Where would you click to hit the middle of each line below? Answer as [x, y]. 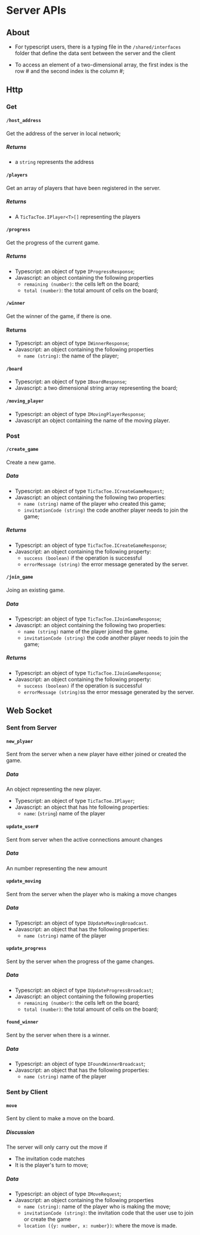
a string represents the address [54, 162]
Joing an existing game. [36, 590]
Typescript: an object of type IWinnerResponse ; [72, 343]
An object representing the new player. [54, 789]
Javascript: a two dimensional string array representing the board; [96, 388]
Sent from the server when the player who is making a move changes [92, 894]
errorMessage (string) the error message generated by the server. [106, 564]
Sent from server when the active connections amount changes [84, 839]
